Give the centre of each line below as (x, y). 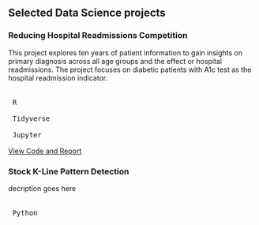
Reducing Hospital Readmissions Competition (98, 36)
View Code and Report (45, 151)
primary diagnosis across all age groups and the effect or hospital (115, 61)
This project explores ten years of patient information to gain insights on (126, 52)
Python (25, 213)
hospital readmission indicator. (58, 77)
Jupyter (27, 135)
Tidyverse (31, 118)
